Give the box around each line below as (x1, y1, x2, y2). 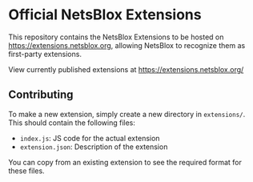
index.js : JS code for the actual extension (19, 133, 160, 143)
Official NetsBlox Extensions (8, 6, 202, 24)
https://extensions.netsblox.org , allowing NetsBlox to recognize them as (8, 40, 246, 50)
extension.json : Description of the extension (19, 142, 168, 152)
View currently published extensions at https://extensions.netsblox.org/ (8, 64, 244, 74)
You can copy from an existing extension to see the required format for (8, 157, 242, 167)
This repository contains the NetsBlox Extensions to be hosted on (8, 32, 224, 42)
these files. (8, 166, 46, 176)
